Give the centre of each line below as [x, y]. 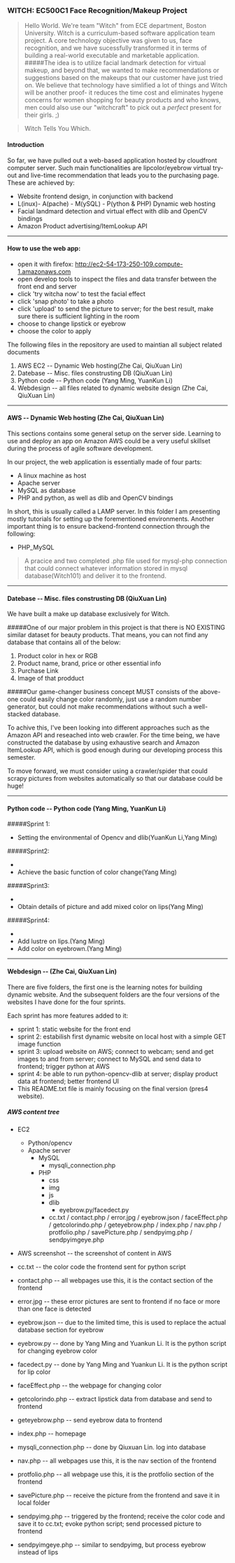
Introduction [26, 144]
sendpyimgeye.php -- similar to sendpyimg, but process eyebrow [112, 1545]
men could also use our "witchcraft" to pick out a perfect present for [123, 108]
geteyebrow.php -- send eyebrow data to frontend [90, 1420]
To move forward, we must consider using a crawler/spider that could [107, 771]
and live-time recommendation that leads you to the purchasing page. [119, 175]
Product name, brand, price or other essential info [89, 663]
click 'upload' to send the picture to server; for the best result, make [115, 308]
